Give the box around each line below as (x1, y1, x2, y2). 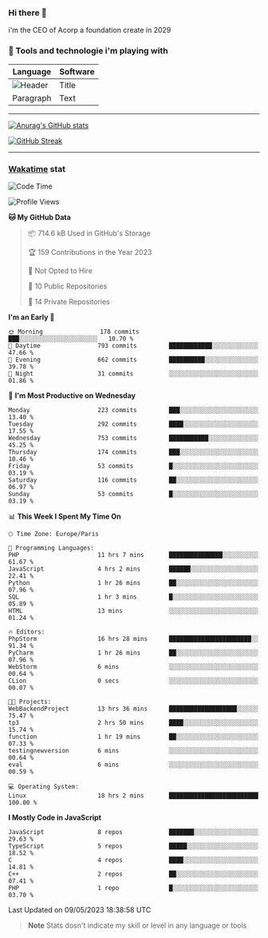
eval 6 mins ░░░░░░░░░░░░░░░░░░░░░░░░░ (8, 761, 259, 769)
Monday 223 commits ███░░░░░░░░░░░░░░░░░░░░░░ (8, 406, 259, 414)
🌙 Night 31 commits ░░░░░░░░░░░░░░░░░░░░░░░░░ (8, 369, 259, 378)
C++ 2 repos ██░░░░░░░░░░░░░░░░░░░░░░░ (8, 870, 259, 878)
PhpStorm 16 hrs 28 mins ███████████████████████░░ (8, 634, 259, 642)
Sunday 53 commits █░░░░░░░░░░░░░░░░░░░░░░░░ (8, 490, 259, 498)
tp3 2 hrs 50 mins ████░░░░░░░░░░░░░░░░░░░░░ (8, 718, 259, 726)
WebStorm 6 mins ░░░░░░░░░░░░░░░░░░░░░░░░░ (8, 662, 259, 670)
